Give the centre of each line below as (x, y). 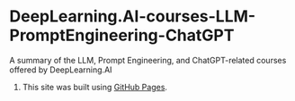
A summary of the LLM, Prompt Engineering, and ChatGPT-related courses (148, 60)
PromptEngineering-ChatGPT (122, 35)
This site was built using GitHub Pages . (95, 87)
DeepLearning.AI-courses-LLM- (133, 17)
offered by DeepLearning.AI (61, 70)
